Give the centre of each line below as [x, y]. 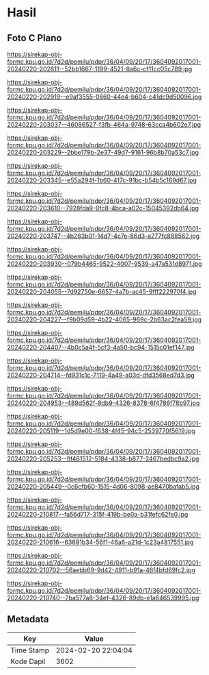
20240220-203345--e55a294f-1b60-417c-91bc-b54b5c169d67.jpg [102, 180]
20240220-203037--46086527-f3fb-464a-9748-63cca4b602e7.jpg [104, 124]
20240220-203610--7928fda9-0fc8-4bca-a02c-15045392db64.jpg [103, 208]
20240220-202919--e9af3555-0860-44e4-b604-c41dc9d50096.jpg [104, 97]
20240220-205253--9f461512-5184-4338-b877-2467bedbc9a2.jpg [103, 458]
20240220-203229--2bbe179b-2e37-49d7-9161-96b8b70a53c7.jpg [103, 152]
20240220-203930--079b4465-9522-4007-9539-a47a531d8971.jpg [105, 264]
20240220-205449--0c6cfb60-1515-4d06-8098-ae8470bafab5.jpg [103, 487]
